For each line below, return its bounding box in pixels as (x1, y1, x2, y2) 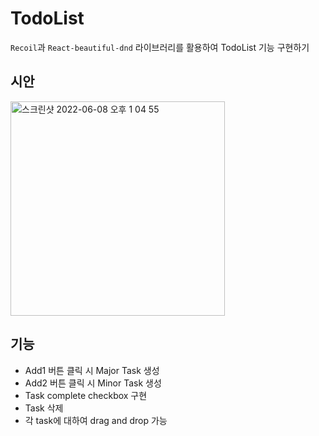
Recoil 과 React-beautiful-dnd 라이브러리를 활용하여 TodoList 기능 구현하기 (10, 41, 310, 53)
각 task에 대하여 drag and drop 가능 (24, 414, 168, 426)
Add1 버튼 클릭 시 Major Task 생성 (24, 364, 160, 376)
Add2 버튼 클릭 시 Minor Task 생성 (24, 377, 162, 389)
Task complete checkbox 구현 (24, 389, 148, 401)
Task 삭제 (24, 402, 64, 414)
